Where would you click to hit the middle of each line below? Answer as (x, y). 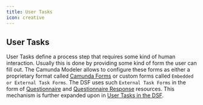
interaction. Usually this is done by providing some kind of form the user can (101, 63)
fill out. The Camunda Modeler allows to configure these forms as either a (98, 70)
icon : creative (25, 18)
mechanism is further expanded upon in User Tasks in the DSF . (85, 95)
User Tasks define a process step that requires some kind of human (91, 57)
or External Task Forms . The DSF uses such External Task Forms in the (96, 83)
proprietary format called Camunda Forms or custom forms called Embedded (100, 76)
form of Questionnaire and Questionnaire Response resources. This (90, 89)
